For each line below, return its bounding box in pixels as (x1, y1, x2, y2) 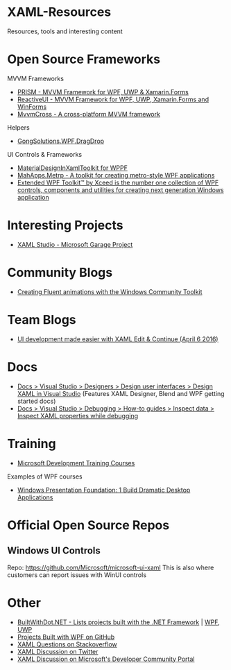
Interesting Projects (7, 218, 123, 233)
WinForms (17, 102, 47, 111)
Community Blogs (7, 265, 113, 280)
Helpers (7, 123, 30, 132)
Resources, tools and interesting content (7, 27, 123, 35)
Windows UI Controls (7, 545, 101, 557)
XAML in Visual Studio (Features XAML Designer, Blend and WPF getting (17, 389, 225, 397)
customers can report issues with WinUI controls (7, 570, 147, 579)
